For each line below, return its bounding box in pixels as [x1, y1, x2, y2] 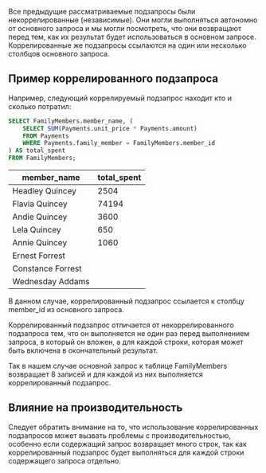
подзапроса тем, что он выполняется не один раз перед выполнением [8, 329, 250, 338]
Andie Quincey [12, 211, 68, 222]
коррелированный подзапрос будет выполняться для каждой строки [8, 448, 244, 457]
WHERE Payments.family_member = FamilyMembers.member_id [22, 139, 216, 147]
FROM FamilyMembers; [8, 154, 77, 162]
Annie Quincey [12, 237, 68, 248]
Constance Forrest [12, 263, 82, 274]
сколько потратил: [8, 101, 72, 111]
